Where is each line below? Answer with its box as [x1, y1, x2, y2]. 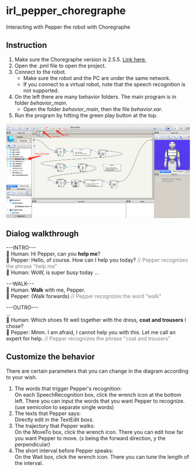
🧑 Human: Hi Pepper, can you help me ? [6, 250, 101, 257]
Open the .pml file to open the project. [14, 62, 106, 69]
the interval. [14, 459, 44, 466]
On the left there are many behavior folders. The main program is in [14, 93, 177, 100]
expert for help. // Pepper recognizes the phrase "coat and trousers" [6, 335, 171, 342]
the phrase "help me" [6, 262, 58, 269]
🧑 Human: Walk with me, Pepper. [6, 286, 86, 293]
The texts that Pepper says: [14, 410, 81, 417]
